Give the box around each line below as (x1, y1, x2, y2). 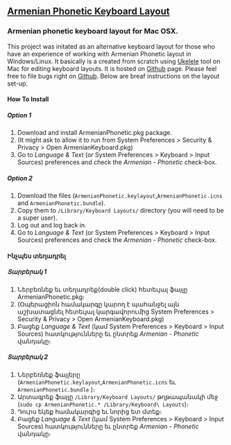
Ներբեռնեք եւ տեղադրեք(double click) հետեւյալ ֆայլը (17, 285, 188, 293)
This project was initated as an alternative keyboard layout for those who (7, 42, 215, 51)
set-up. (7, 79, 28, 88)
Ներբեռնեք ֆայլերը (17, 370, 81, 378)
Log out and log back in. (17, 221, 87, 229)
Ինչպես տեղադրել (7, 252, 66, 260)
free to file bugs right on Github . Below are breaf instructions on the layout (7, 72, 220, 80)
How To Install (7, 95, 49, 104)
